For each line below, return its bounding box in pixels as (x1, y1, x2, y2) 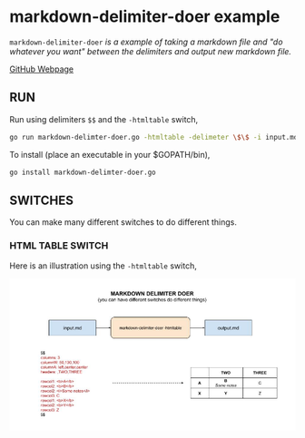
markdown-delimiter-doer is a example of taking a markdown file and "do (9, 36, 283, 47)
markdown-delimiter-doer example (9, 6, 280, 27)
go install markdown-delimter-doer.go (9, 168, 156, 177)
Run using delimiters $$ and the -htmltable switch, (9, 113, 199, 124)
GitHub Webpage (9, 63, 74, 74)
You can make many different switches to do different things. (9, 217, 238, 228)
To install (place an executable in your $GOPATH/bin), (9, 149, 211, 160)
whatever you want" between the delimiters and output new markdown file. (9, 45, 292, 56)
